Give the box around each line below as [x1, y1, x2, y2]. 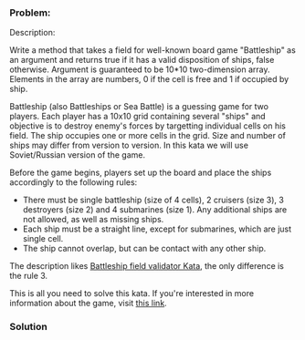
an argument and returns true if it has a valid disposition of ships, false [9, 55, 275, 66]
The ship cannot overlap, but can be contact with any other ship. [22, 243, 267, 254]
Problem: [9, 6, 51, 19]
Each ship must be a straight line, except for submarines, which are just [22, 223, 292, 234]
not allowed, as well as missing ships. [22, 214, 164, 225]
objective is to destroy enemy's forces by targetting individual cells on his [9, 120, 286, 131]
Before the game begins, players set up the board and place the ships [9, 167, 272, 179]
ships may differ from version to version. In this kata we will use [9, 139, 249, 151]
